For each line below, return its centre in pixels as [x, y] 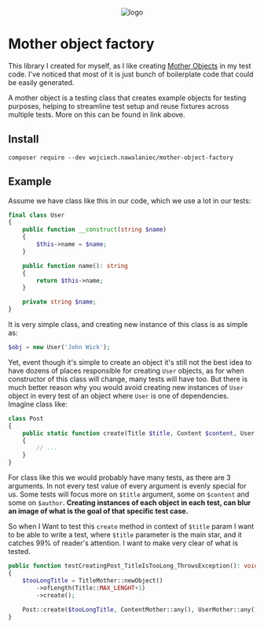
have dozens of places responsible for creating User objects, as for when [126, 370]
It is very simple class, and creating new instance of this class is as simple [128, 325]
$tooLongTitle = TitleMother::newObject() [93, 580]
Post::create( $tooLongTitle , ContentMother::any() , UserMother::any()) [142, 610]
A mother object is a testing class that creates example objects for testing [127, 98]
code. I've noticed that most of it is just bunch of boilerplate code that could [131, 74]
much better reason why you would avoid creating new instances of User [126, 387]
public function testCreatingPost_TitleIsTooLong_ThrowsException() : [125, 566]
